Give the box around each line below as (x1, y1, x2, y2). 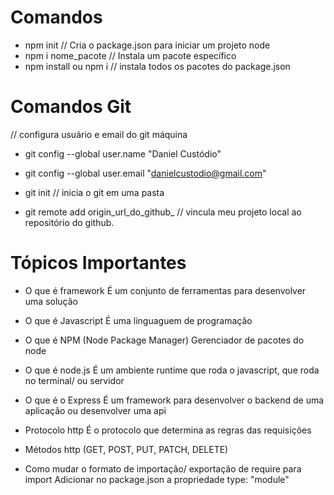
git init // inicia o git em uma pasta (24, 186, 165, 198)
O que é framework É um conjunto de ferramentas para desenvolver (24, 284, 307, 296)
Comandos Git (10, 96, 132, 118)
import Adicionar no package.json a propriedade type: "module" (24, 473, 290, 485)
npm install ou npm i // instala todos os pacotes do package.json (24, 60, 291, 72)
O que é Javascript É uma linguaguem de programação (24, 314, 253, 326)
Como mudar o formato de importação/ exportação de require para (24, 462, 302, 475)
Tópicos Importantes (10, 252, 187, 275)
